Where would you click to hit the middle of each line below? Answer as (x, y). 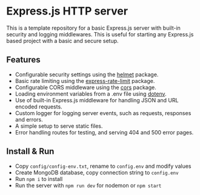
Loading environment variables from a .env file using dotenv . (91, 94)
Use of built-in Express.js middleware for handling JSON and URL (97, 100)
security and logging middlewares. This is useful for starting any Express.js (100, 34)
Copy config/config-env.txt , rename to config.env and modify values (103, 166)
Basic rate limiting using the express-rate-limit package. (85, 81)
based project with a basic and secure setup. (63, 41)
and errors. (29, 119)
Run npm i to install (39, 179)
